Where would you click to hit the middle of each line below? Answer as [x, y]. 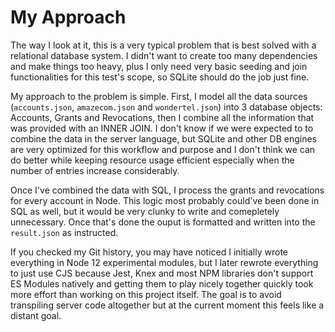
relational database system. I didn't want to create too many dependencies [164, 55]
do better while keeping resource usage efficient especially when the [152, 160]
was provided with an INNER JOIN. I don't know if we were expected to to [162, 128]
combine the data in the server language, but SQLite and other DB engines [163, 138]
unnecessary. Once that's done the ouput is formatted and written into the [163, 222]
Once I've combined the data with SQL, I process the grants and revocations [167, 190]
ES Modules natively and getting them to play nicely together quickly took [162, 283]
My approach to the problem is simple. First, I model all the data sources [159, 96]
